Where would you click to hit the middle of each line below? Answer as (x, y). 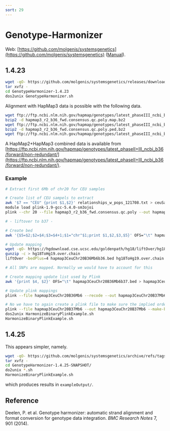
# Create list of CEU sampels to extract (50, 198)
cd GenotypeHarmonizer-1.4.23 (37, 92)
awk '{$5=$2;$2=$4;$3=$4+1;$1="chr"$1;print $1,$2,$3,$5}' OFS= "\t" (79, 235)
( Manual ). (115, 54)
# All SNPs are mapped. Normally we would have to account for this (79, 268)
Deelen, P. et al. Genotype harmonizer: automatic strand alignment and (79, 412)
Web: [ (12, 49)
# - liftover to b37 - (29, 221)
